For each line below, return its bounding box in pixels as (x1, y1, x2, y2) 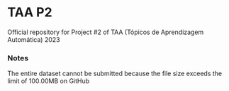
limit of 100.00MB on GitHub (7, 77, 90, 85)
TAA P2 (7, 4, 52, 21)
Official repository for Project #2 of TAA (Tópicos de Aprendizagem (7, 28, 204, 36)
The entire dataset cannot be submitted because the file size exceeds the (7, 69, 223, 78)
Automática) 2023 (7, 35, 60, 43)
